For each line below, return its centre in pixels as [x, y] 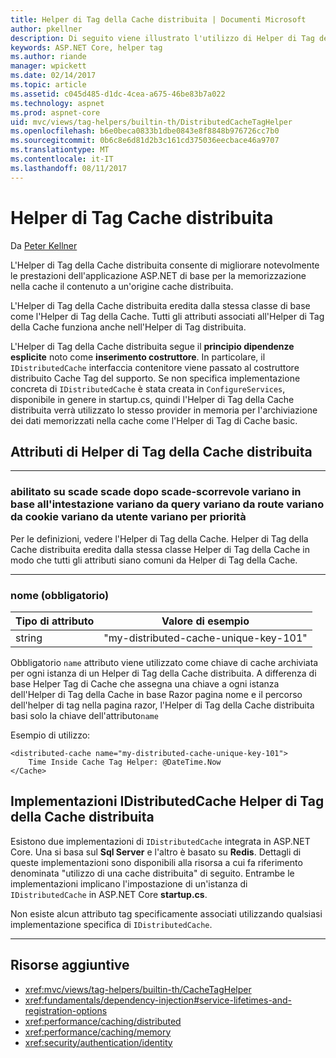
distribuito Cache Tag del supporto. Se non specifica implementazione [155, 378]
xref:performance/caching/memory [98, 1032]
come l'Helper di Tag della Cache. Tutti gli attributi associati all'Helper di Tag [167, 316]
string [29, 638]
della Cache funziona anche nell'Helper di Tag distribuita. [128, 327]
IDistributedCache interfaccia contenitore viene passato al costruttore [155, 367]
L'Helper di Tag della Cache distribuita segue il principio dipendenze [152, 346]
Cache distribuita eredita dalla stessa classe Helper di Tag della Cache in [160, 549]
